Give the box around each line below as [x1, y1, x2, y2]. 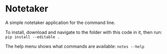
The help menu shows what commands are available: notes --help [5, 43, 145, 49]
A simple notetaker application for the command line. [5, 19, 115, 25]
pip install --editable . [5, 34, 60, 39]
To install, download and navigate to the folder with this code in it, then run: [5, 29, 162, 35]
